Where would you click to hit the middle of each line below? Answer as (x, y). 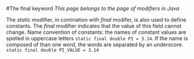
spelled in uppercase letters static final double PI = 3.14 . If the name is (97, 38)
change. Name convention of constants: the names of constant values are (96, 32)
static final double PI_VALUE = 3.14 (53, 50)
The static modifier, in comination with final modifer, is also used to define (96, 20)
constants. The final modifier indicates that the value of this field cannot (94, 26)
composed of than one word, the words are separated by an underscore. (95, 44)
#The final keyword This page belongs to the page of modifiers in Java (93, 8)
